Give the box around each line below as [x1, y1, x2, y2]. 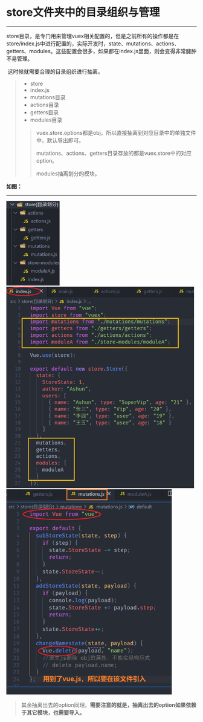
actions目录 [30, 101, 59, 108]
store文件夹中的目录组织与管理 [6, 5, 160, 19]
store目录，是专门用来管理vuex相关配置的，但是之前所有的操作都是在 [6, 32, 179, 39]
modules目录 [30, 116, 63, 123]
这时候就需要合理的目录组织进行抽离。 [7, 68, 103, 75]
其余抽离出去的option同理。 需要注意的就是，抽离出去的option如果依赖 [21, 701, 197, 708]
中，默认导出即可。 [36, 137, 85, 144]
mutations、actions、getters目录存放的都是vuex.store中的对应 [36, 149, 192, 157]
